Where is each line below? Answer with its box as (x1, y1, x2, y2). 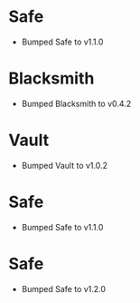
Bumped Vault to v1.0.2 (21, 160, 108, 171)
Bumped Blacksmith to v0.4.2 (21, 98, 132, 109)
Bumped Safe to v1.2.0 (21, 283, 106, 294)
